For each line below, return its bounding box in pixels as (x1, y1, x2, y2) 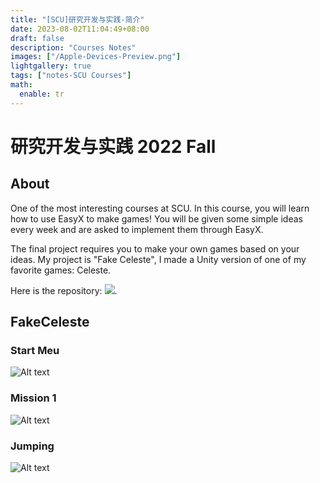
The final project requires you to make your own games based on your (10, 242, 300, 255)
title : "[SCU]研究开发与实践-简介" (10, 14, 145, 25)
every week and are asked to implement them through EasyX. (10, 223, 264, 235)
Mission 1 (10, 391, 57, 405)
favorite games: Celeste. (10, 264, 112, 276)
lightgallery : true (10, 61, 92, 71)
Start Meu (10, 343, 60, 357)
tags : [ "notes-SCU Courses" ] (10, 71, 132, 81)
